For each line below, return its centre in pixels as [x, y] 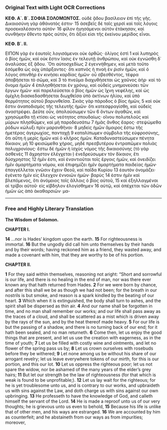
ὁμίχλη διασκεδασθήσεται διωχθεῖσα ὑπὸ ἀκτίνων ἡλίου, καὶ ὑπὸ [73, 96]
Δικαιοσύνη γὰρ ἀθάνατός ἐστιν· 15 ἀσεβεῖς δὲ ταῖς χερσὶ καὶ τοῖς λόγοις [82, 23]
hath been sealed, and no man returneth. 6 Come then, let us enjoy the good [83, 332]
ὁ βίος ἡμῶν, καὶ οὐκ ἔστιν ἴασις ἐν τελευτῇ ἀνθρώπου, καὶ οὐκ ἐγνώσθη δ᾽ [83, 59]
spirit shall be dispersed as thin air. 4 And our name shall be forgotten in [79, 306]
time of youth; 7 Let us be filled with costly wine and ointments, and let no [81, 343]
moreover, [16, 422]
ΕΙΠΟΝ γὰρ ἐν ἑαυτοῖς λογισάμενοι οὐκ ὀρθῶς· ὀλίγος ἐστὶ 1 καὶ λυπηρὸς [82, 53]
